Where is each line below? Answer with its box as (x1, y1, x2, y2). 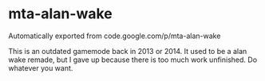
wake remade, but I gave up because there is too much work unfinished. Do (8, 55, 258, 64)
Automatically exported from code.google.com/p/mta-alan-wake (8, 31, 221, 40)
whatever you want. (8, 63, 73, 72)
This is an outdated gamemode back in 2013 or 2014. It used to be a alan (8, 46, 247, 56)
